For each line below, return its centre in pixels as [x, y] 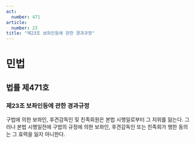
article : [17, 22]
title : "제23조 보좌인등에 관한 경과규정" [51, 33]
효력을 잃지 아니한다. [42, 134]
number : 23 [25, 28]
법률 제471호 [28, 88]
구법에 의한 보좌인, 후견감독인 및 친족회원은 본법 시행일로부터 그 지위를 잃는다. [95, 120]
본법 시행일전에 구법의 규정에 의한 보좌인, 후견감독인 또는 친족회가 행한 [97, 127]
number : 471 [26, 17]
